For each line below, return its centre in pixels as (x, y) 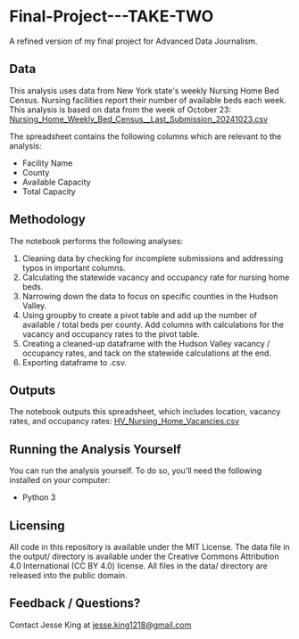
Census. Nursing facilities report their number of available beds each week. (148, 100)
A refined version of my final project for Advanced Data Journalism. (133, 41)
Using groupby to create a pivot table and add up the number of (139, 315)
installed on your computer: (60, 480)
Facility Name (47, 163)
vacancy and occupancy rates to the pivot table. (111, 334)
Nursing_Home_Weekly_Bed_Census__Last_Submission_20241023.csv (139, 119)
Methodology (48, 220)
